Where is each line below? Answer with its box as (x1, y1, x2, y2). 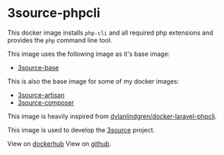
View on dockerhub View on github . (7, 139, 112, 148)
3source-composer (17, 98, 74, 107)
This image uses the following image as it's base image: (7, 50, 170, 58)
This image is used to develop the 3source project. (7, 125, 155, 134)
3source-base (17, 63, 59, 71)
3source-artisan (17, 91, 65, 99)
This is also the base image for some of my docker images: (7, 76, 179, 86)
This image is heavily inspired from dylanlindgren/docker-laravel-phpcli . (7, 112, 217, 120)
